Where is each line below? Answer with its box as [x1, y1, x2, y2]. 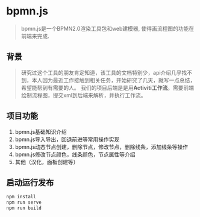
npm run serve [6, 200, 42, 206]
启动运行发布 [6, 177, 54, 187]
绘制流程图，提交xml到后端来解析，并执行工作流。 [20, 92, 146, 99]
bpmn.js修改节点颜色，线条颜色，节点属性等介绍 [14, 151, 136, 158]
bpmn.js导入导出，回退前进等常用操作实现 [14, 136, 120, 143]
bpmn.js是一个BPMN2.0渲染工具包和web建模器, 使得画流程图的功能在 [20, 25, 195, 32]
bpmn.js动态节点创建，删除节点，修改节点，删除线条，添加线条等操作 [14, 143, 189, 150]
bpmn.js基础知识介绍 [14, 128, 67, 135]
